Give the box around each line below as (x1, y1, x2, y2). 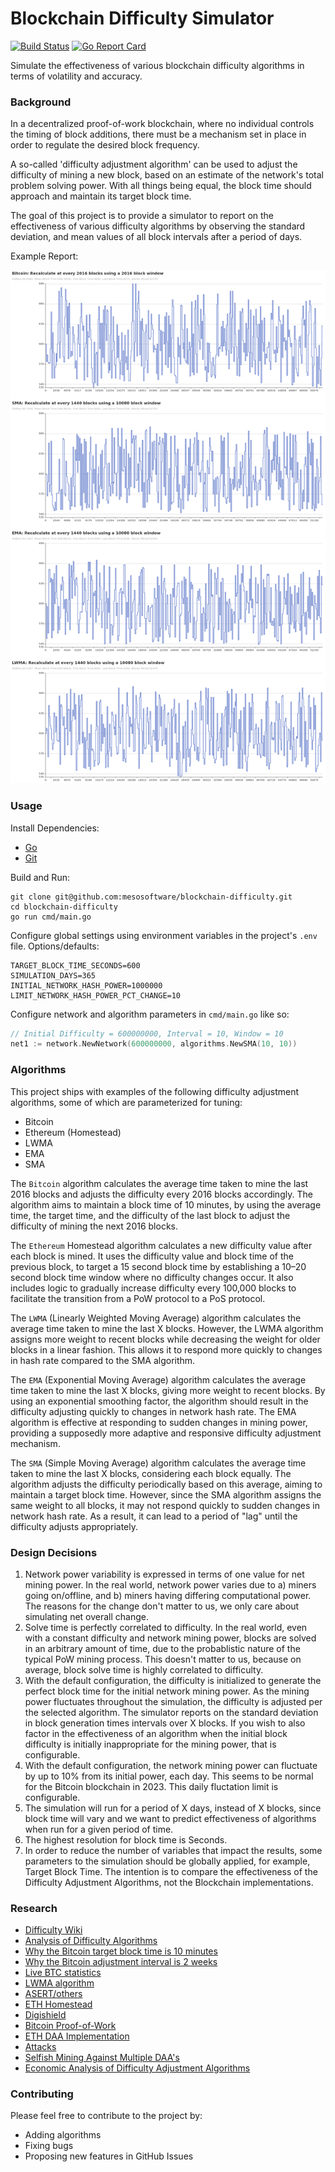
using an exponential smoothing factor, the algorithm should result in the (10, 1395, 309, 1407)
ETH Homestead (24, 1998, 93, 2011)
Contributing (10, 2087, 74, 2101)
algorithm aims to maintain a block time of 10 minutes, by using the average (10, 1198, 322, 1211)
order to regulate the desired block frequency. (10, 139, 200, 151)
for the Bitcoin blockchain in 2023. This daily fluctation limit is (24, 1780, 279, 1792)
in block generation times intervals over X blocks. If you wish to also (24, 1717, 306, 1729)
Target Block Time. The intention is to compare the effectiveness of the (24, 1865, 318, 1877)
